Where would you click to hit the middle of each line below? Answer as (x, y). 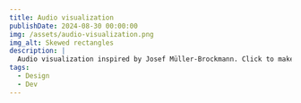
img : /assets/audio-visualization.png (82, 34)
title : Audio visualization (62, 17)
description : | (38, 51)
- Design (34, 76)
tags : (19, 68)
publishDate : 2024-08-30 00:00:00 (74, 26)
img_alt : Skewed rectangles (62, 43)
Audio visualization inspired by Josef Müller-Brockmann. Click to (146, 59)
